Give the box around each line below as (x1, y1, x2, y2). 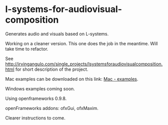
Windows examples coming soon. (5, 85, 75, 91)
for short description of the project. (15, 66, 89, 72)
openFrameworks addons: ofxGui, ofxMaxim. (5, 105, 99, 111)
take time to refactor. (5, 46, 49, 52)
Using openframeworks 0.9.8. (5, 95, 67, 101)
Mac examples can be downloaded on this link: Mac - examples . (5, 76, 138, 82)
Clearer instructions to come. (5, 114, 65, 121)
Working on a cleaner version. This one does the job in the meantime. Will (5, 40, 158, 46)
